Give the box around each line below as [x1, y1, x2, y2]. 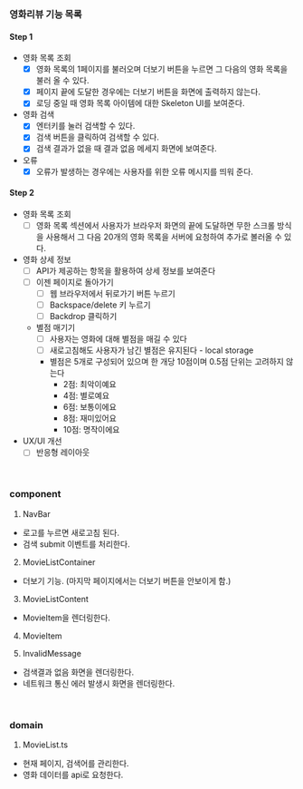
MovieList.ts [22, 739, 69, 750]
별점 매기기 [35, 322, 75, 333]
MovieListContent [22, 593, 89, 604]
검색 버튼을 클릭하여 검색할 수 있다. [35, 131, 160, 142]
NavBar [22, 508, 52, 519]
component [9, 488, 62, 501]
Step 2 [9, 188, 34, 199]
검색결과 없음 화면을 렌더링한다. [22, 667, 134, 677]
